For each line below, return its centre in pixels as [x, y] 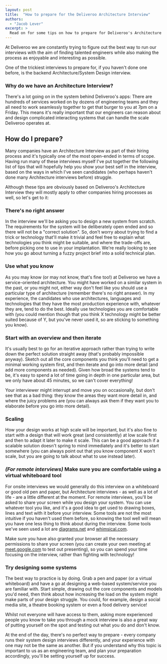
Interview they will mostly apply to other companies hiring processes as [79, 192]
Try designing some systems [41, 567]
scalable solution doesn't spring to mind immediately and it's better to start [82, 446]
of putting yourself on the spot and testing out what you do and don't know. [83, 625]
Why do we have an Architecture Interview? [59, 85]
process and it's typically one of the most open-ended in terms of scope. [80, 156]
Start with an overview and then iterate [53, 337]
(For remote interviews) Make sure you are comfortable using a [83, 469]
